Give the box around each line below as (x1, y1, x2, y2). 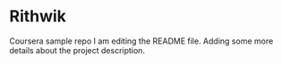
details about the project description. (9, 44, 146, 55)
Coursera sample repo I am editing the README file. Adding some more (9, 36, 274, 46)
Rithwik (9, 6, 67, 27)
